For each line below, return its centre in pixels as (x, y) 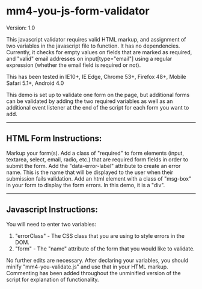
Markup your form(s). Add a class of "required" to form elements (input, (95, 153)
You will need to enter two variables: (51, 224)
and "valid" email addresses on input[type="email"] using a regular (89, 58)
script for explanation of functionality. (53, 279)
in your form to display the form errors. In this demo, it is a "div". (86, 185)
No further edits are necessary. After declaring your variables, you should (97, 260)
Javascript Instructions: (52, 210)
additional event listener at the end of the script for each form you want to (98, 107)
